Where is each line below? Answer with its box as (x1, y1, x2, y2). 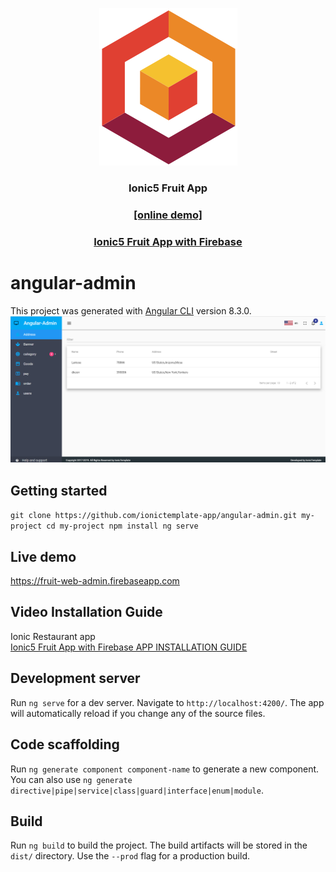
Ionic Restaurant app (10, 630, 96, 642)
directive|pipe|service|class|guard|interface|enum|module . (10, 784, 264, 796)
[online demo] (133, 208, 203, 222)
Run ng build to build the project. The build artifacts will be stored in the (10, 839, 308, 852)
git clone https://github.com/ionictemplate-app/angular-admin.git (10, 511, 298, 521)
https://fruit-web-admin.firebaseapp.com (10, 575, 180, 587)
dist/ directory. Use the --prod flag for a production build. (10, 850, 250, 862)
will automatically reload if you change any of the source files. (10, 707, 266, 719)
